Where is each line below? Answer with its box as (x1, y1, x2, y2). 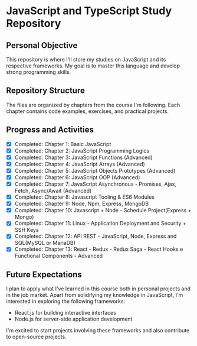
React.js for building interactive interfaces (14, 309, 117, 316)
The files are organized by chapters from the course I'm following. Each (6, 101, 180, 108)
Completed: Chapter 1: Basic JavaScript (14, 140, 111, 147)
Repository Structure (6, 86, 86, 96)
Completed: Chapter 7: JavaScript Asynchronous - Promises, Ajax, (14, 180, 177, 187)
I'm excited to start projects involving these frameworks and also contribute (6, 327, 190, 334)
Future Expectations (6, 269, 83, 279)
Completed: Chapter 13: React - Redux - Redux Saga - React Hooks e (14, 245, 183, 253)
